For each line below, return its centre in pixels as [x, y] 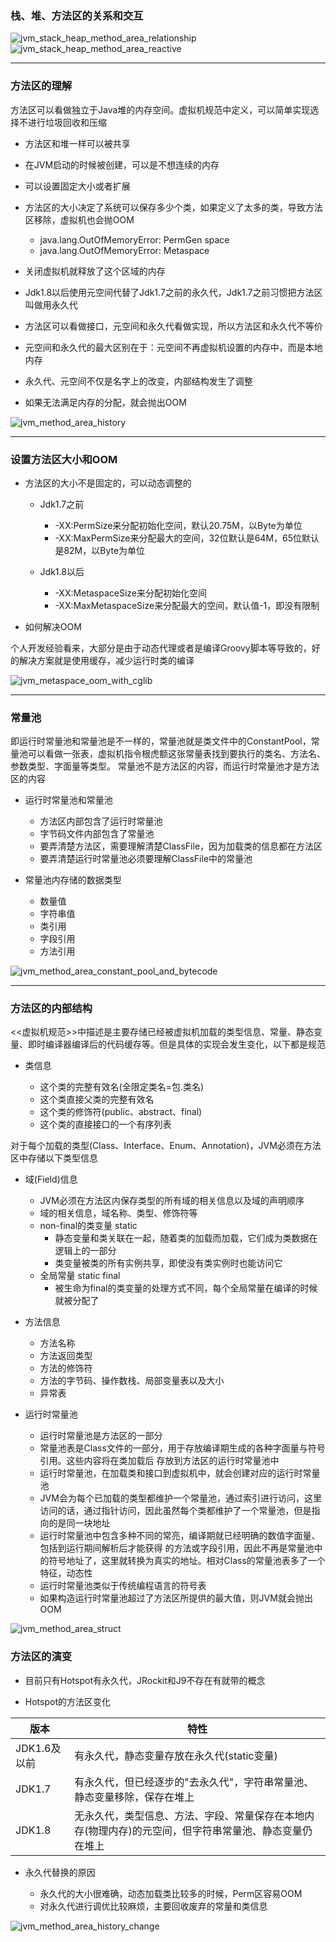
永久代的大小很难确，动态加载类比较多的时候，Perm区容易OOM [171, 1893]
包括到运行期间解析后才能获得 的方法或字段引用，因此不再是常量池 [177, 1548]
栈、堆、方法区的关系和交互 [77, 15]
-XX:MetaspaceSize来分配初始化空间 [130, 593]
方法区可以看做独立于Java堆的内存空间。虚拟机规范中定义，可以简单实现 [160, 109]
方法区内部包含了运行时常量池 [101, 821]
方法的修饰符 [66, 1368]
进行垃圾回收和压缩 [67, 122]
